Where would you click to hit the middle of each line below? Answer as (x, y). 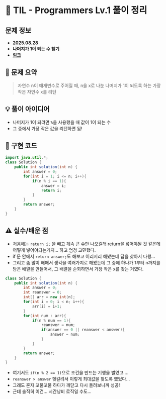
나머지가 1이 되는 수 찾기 (36, 49)
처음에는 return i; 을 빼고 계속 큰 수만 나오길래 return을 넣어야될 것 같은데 (87, 244)
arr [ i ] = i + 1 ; (47, 306)
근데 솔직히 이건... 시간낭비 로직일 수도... (52, 391)
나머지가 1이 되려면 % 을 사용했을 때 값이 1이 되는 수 (62, 122)
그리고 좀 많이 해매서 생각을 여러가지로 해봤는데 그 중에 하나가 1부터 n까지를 (87, 262)
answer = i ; (54, 186)
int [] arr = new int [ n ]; (49, 297)
